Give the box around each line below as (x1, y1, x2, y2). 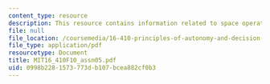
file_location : (8, 34, 59, 42)
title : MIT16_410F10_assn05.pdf (8, 57, 117, 65)
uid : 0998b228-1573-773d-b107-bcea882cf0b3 (8, 64, 157, 72)
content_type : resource (8, 11, 88, 20)
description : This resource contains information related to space (8, 19, 239, 27)
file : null (8, 26, 45, 34)
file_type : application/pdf (8, 42, 103, 50)
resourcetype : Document (8, 49, 88, 57)
